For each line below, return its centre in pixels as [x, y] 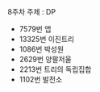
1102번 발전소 [41, 79]
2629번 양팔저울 [45, 59]
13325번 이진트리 [46, 39]
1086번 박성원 [42, 49]
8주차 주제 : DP [32, 12]
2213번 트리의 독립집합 [55, 69]
